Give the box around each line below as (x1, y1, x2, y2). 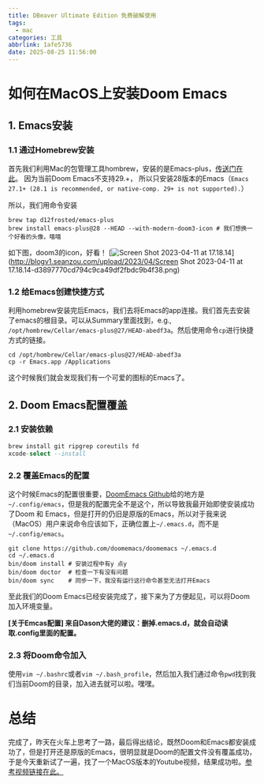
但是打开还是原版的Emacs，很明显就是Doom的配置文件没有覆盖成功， (28, 748, 257, 757)
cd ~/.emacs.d (8, 551, 55, 560)
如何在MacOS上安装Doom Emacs (8, 85, 228, 103)
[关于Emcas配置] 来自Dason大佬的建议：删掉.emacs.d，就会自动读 (8, 618, 229, 628)
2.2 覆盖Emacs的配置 (8, 469, 90, 481)
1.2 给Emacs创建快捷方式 (8, 286, 105, 297)
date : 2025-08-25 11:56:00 (8, 48, 97, 56)
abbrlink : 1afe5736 (8, 41, 73, 49)
